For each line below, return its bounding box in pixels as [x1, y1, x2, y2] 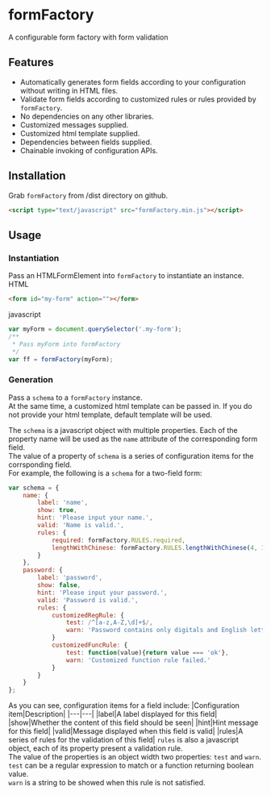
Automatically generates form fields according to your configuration [19, 77, 246, 86]
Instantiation [8, 252, 60, 264]
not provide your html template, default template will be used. [8, 410, 212, 419]
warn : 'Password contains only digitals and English [65, 626, 248, 635]
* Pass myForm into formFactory [11, 340, 121, 348]
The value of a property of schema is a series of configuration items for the [8, 451, 254, 460]
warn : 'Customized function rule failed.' [65, 656, 211, 664]
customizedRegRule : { [51, 611, 125, 619]
